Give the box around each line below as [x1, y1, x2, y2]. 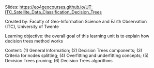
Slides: [5, 4, 18, 10]
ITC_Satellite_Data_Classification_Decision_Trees [5, 9, 102, 15]
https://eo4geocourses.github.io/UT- [19, 4, 93, 10]
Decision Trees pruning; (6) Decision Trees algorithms [5, 58, 113, 63]
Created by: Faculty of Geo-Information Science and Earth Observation [5, 19, 147, 24]
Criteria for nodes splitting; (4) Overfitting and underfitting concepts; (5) [5, 53, 149, 58]
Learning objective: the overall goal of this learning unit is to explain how [5, 33, 150, 39]
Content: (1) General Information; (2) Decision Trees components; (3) [5, 48, 143, 53]
